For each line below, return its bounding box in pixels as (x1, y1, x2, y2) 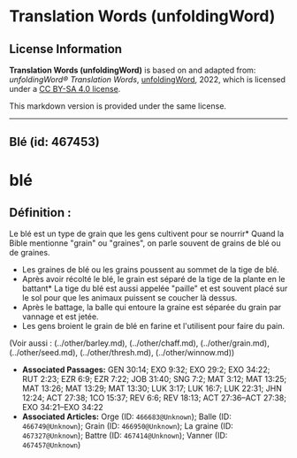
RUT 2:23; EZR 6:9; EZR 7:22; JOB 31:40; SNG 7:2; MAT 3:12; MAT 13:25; (21, 374, 287, 385)
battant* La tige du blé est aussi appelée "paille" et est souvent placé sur (21, 283, 288, 294)
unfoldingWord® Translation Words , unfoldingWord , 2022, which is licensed (9, 74, 286, 85)
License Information (9, 42, 122, 57)
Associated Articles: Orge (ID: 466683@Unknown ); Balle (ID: (21, 411, 232, 422)
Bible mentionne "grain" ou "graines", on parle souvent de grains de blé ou (9, 238, 281, 248)
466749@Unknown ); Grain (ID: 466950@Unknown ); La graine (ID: (21, 421, 234, 431)
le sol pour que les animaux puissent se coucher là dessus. (21, 293, 238, 303)
